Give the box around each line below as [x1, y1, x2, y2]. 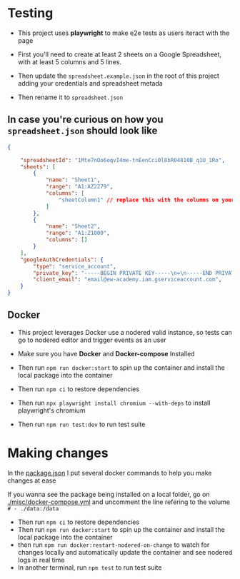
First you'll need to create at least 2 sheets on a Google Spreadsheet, [17, 50, 222, 59]
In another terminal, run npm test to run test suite [17, 563, 162, 572]
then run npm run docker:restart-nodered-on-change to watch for [17, 540, 210, 549]
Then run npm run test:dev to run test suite [17, 420, 146, 428]
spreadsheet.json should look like [7, 125, 158, 137]
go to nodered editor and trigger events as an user [17, 336, 166, 344]
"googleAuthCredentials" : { [20, 256, 104, 263]
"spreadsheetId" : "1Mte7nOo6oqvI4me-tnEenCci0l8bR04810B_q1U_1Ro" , [20, 156, 225, 163]
